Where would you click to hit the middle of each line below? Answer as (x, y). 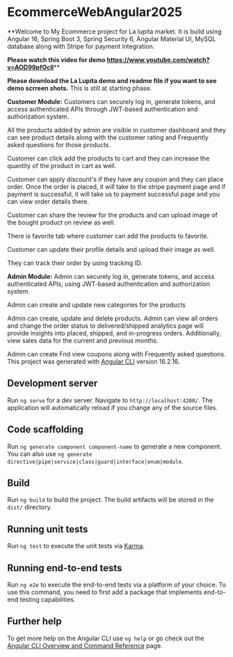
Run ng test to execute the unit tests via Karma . (76, 546)
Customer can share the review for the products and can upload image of (112, 215)
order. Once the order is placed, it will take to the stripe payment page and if (116, 186)
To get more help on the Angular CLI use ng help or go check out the (106, 638)
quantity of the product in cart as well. (62, 165)
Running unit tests (48, 529)
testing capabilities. (48, 599)
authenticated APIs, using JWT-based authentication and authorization (109, 284)
